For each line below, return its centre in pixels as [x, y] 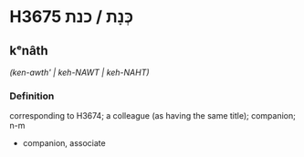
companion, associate [64, 143]
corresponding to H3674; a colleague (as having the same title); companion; [153, 116]
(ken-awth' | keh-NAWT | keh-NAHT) [79, 72]
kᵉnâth [29, 51]
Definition [32, 96]
